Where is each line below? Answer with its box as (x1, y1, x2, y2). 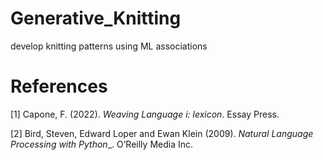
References (10, 75, 108, 98)
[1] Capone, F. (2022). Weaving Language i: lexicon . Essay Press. (10, 108, 280, 120)
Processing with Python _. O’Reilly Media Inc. (10, 138, 194, 150)
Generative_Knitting (10, 7, 182, 30)
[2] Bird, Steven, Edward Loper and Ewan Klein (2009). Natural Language (10, 127, 314, 139)
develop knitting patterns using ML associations (10, 40, 208, 52)
